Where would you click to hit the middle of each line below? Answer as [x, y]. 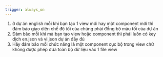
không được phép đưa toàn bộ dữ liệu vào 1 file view [65, 49]
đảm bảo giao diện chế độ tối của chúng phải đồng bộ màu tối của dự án [85, 28]
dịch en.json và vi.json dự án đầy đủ [48, 39]
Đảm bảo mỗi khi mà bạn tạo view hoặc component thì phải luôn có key [84, 34]
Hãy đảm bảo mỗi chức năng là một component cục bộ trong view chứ [83, 44]
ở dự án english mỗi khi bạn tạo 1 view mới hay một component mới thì [83, 23]
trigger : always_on [25, 9]
